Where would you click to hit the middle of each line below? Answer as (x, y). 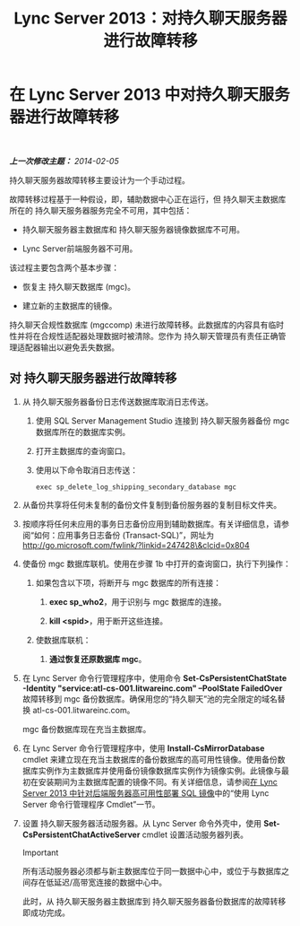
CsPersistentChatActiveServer (81, 834)
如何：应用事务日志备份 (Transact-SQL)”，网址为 (124, 535)
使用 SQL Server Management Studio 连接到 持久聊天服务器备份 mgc (163, 420)
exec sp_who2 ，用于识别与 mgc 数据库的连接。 (137, 601)
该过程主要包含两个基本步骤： (64, 267)
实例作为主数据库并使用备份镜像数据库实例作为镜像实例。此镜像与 (160, 770)
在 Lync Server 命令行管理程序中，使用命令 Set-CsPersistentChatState (154, 677)
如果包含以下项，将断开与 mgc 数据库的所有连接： (129, 582)
